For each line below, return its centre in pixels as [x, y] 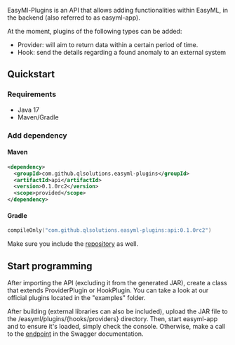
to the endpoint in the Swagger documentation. [75, 334]
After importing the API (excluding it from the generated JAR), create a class [117, 282]
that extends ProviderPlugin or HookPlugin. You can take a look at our [108, 290]
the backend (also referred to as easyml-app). [74, 18]
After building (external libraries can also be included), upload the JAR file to [117, 311]
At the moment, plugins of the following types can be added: [95, 31]
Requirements [32, 94]
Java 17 [28, 110]
